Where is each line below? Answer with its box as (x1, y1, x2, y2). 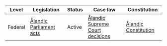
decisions (87, 33, 110, 40)
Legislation (33, 6, 60, 13)
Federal (7, 24, 26, 30)
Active (67, 24, 82, 30)
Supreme (87, 21, 109, 27)
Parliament (30, 24, 56, 30)
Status (67, 6, 83, 13)
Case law (93, 6, 116, 13)
